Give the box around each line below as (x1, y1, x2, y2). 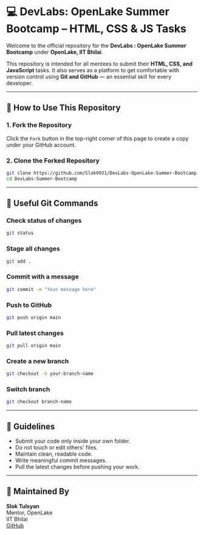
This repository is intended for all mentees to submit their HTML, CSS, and (6, 60, 193, 67)
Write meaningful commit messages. (15, 457, 107, 464)
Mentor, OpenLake (6, 509, 53, 516)
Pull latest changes (6, 329, 64, 337)
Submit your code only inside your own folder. (15, 437, 131, 445)
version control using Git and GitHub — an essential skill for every (6, 73, 172, 80)
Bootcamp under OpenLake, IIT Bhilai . (6, 48, 103, 55)
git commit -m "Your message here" (6, 286, 97, 292)
